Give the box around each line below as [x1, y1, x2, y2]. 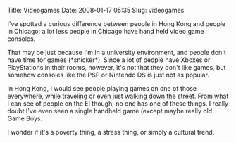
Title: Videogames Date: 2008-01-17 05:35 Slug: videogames [7, 6, 185, 14]
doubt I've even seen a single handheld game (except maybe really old [7, 107, 213, 115]
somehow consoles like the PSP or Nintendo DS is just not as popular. [7, 70, 210, 79]
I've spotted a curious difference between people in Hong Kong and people [7, 20, 226, 27]
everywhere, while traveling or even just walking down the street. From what [7, 92, 229, 100]
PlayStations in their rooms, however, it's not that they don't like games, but [7, 63, 226, 71]
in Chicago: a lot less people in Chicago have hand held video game [7, 27, 204, 35]
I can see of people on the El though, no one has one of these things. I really [7, 99, 229, 108]
